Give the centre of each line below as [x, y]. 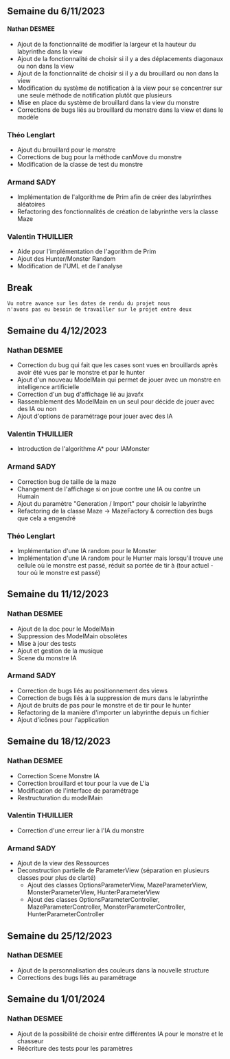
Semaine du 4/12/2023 [57, 330]
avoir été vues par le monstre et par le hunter [81, 372]
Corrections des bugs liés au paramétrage [77, 977]
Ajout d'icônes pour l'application [63, 719]
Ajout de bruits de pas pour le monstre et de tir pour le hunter [104, 705]
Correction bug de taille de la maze [67, 481]
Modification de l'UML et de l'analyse [70, 266]
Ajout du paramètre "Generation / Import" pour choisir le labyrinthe [112, 503]
